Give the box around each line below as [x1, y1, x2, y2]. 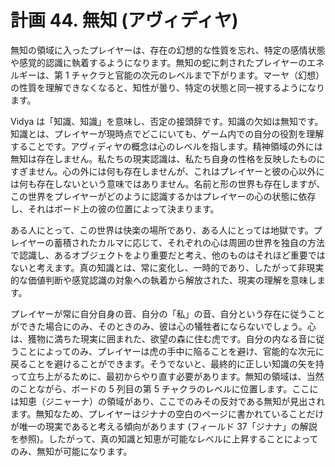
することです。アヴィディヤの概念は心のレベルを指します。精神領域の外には [10, 140, 323, 152]
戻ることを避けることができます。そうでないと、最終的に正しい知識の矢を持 [10, 357, 325, 370]
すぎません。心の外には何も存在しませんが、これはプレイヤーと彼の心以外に [10, 165, 325, 177]
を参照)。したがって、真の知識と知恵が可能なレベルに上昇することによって [10, 432, 319, 445]
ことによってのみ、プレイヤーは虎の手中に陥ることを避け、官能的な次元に [18, 345, 325, 357]
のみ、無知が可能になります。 [10, 445, 133, 457]
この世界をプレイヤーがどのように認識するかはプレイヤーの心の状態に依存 [10, 190, 317, 202]
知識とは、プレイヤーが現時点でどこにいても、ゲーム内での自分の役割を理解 [10, 127, 325, 140]
